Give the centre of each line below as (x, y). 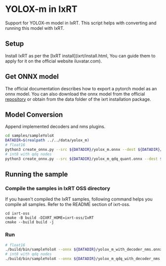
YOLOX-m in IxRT (41, 9)
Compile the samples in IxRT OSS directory (58, 188)
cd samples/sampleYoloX (30, 136)
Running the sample (37, 174)
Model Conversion (34, 114)
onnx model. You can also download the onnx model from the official (75, 94)
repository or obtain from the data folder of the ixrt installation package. (78, 99)
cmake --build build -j (30, 222)
